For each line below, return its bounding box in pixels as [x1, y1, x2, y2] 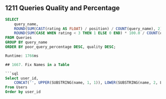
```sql [5, 71, 19, 76]
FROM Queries [5, 35, 32, 40]
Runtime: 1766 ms [5, 53, 39, 58]
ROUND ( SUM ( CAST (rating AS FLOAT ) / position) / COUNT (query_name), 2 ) [14, 26, 163, 31]
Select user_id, [5, 76, 39, 81]
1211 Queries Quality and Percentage [5, 4, 120, 12]
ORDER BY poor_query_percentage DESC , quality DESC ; [5, 44, 116, 50]
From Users [5, 85, 28, 90]
